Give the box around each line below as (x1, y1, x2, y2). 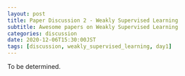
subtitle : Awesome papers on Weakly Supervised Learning (7, 23, 179, 30)
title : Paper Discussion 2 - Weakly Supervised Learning (7, 17, 179, 24)
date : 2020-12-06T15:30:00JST (7, 37, 97, 44)
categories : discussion (7, 30, 78, 37)
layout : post (7, 10, 46, 18)
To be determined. (7, 63, 61, 70)
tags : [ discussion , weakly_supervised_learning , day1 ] (7, 43, 172, 50)
